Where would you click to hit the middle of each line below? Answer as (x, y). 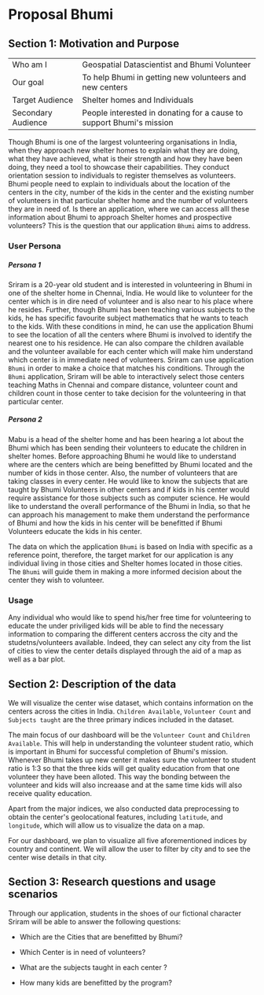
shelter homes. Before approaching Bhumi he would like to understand (123, 456)
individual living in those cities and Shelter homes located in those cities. (126, 563)
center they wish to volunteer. (56, 580)
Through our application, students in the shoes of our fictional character (125, 913)
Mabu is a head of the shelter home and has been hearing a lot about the (126, 439)
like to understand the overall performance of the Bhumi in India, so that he (129, 506)
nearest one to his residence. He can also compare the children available (126, 343)
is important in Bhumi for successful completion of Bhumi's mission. (118, 751)
